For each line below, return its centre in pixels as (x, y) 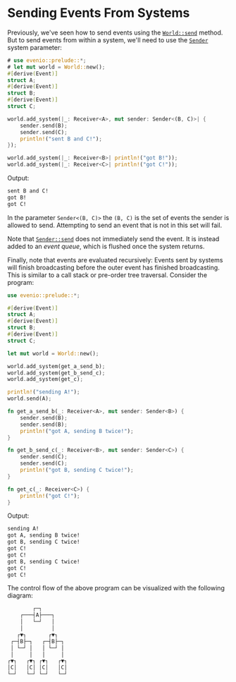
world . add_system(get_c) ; (45, 379)
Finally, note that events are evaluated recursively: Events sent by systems (115, 260)
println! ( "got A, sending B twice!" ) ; (77, 431)
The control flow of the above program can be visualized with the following (116, 588)
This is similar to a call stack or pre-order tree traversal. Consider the (107, 275)
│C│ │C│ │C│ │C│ (38, 668)
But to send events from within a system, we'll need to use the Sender (108, 39)
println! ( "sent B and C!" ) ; (61, 139)
